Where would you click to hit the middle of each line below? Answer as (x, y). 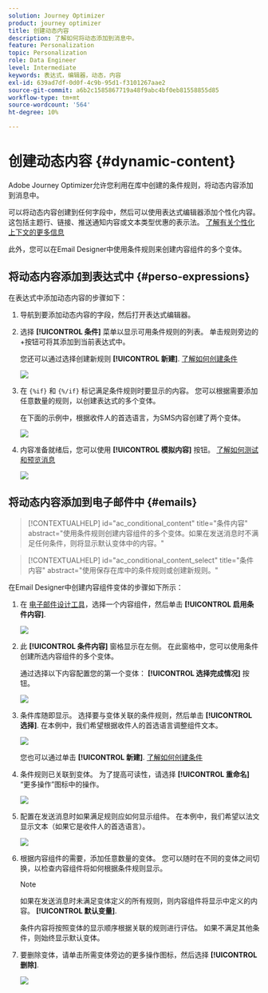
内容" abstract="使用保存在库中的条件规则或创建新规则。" (123, 570)
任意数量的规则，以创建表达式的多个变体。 (90, 400)
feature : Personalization (51, 46)
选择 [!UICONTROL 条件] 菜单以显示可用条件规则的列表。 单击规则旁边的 (139, 331)
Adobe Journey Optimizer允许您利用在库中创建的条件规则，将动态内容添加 (131, 185)
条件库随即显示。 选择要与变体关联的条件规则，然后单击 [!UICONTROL (136, 715)
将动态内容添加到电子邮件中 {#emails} (103, 502)
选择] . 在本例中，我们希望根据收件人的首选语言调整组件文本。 (121, 725)
